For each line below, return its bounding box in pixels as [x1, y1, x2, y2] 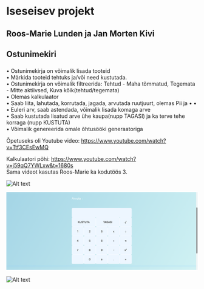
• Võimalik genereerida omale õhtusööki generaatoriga [6, 125, 143, 132]
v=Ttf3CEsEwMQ [6, 143, 49, 151]
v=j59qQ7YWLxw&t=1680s [6, 161, 74, 169]
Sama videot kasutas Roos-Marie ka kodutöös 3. [6, 168, 127, 175]
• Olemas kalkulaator [6, 93, 59, 100]
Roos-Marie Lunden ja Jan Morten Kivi [6, 29, 155, 39]
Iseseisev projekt [6, 4, 95, 18]
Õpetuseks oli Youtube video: [6, 137, 80, 144]
